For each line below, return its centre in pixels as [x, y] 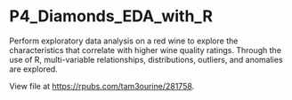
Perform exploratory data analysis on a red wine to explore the [124, 41]
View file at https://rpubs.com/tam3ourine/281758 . [102, 86]
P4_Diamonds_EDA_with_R [111, 16]
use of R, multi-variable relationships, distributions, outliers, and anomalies [146, 59]
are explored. [33, 69]
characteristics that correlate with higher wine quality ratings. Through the [146, 50]
